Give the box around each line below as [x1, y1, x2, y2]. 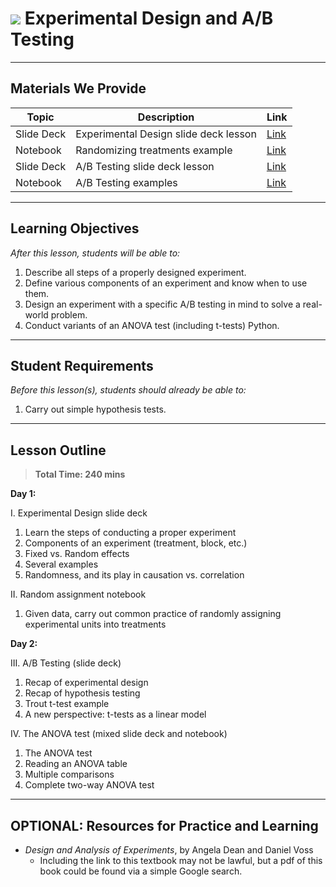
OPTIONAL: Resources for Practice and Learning [10, 817, 319, 834]
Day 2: [10, 638, 38, 650]
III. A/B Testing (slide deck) [10, 657, 122, 669]
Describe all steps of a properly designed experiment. [24, 266, 247, 278]
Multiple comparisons [24, 768, 115, 781]
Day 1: [10, 488, 37, 500]
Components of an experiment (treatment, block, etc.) [24, 537, 248, 549]
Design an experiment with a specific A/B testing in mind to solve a [24, 298, 301, 310]
